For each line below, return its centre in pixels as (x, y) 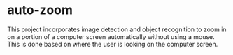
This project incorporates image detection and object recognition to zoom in (117, 29)
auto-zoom (40, 10)
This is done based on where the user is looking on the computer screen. (113, 44)
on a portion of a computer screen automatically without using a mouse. (111, 36)
